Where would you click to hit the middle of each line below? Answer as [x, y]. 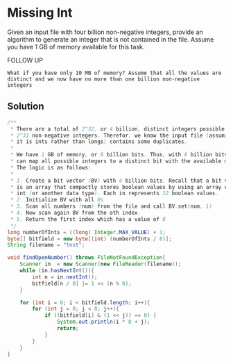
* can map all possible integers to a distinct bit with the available [116, 161]
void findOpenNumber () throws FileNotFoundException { [87, 258]
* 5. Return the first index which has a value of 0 [88, 219]
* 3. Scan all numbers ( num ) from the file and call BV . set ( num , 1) [111, 206]
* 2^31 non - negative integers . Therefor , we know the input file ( [110, 135]
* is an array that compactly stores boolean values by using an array [116, 187]
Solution [26, 107]
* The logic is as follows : [51, 167]
